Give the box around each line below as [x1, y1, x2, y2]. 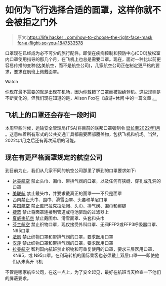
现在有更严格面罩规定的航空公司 [5, 153, 103, 162]
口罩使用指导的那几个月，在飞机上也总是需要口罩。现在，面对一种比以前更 [9, 56, 161, 62]
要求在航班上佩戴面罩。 [13, 68, 62, 74]
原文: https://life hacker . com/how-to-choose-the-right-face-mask [17, 34, 153, 40]
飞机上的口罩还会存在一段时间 [5, 111, 96, 119]
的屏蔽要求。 [5, 275, 31, 281]
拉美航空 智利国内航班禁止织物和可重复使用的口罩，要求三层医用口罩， [12, 246, 157, 252]
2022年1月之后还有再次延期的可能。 [5, 137, 79, 143]
